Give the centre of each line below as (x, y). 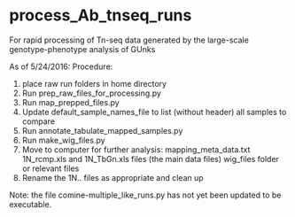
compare (39, 121)
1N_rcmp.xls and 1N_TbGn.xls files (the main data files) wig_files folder (150, 159)
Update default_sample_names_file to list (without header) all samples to (154, 112)
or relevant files (50, 168)
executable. (31, 204)
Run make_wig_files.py (63, 140)
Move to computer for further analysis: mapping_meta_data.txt (136, 149)
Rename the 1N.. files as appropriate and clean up (113, 177)
